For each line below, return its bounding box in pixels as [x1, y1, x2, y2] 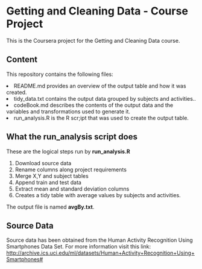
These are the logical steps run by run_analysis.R [6, 148, 131, 155]
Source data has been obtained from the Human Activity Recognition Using [6, 236, 193, 244]
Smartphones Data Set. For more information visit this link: [6, 243, 151, 250]
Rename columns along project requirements [14, 166, 127, 173]
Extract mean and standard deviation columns [14, 185, 130, 192]
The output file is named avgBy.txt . [6, 203, 95, 210]
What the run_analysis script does [6, 131, 137, 142]
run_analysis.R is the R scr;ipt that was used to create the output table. [14, 114, 189, 121]
